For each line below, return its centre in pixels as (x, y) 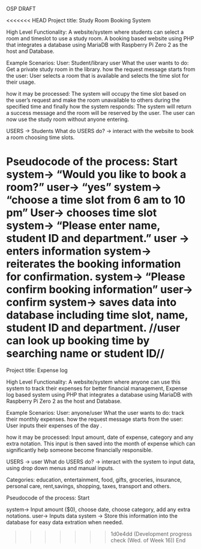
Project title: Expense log (37, 370)
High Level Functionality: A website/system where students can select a (95, 32)
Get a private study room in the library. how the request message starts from (101, 69)
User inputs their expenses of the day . (54, 425)
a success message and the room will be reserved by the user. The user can (100, 113)
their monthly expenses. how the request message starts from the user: (94, 419)
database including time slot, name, (97, 315)
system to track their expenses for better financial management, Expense (97, 388)
